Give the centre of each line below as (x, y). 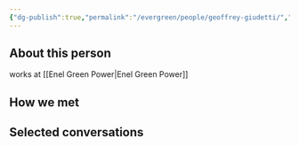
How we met (44, 102)
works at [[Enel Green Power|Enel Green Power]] (99, 74)
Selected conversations (77, 132)
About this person (60, 54)
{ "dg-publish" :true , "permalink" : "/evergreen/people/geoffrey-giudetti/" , (149, 17)
